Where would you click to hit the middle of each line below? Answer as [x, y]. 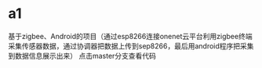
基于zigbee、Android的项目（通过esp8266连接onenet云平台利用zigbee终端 [130, 36]
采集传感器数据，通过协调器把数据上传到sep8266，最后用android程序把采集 [131, 46]
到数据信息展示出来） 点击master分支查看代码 [82, 55]
